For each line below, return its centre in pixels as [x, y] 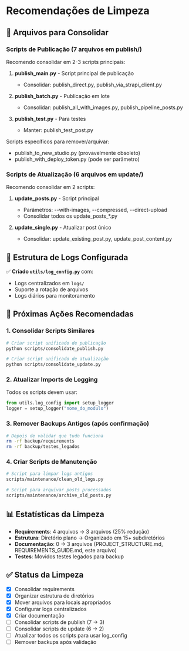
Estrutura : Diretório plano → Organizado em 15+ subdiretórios [90, 538]
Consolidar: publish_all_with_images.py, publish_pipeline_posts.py [103, 107]
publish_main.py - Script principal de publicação [74, 73]
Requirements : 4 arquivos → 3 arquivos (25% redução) [82, 531]
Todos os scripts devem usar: [42, 392]
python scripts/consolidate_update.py [53, 365]
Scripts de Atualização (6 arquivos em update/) [75, 174]
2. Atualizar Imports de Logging [52, 380]
